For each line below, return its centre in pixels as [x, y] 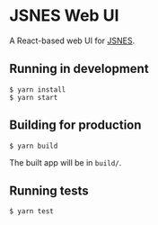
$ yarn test [31, 211]
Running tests [49, 190]
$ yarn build [34, 146]
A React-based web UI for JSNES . [72, 40]
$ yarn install [38, 90]
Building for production [75, 126]
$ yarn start [34, 97]
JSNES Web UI [64, 16]
